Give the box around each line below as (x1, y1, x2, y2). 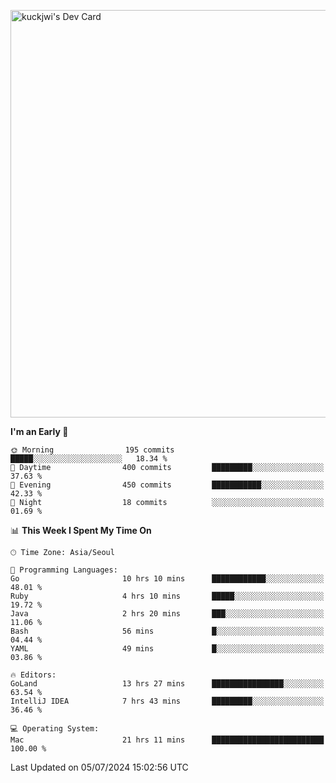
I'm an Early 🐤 (10, 426, 69, 437)
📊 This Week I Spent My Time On (10, 525, 152, 536)
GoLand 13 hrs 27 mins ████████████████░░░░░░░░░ (10, 679, 325, 689)
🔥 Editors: (10, 670, 57, 680)
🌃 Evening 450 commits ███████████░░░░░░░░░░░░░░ (10, 480, 325, 490)
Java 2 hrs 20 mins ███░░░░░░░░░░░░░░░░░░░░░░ (10, 609, 325, 619)
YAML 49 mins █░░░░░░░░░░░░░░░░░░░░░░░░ (10, 644, 325, 654)
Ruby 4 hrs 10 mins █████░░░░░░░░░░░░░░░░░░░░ (10, 591, 325, 601)
